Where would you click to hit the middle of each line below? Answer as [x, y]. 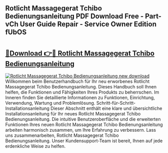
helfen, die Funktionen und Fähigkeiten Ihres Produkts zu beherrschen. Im [82, 92]
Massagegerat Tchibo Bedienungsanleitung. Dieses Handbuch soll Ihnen [81, 87]
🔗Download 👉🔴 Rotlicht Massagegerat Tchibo [80, 53]
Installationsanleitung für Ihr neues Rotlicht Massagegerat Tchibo [73, 114]
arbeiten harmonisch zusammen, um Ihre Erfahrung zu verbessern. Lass [81, 130]
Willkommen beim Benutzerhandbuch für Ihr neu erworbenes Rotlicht [77, 81]
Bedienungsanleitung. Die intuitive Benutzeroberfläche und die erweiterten [83, 119]
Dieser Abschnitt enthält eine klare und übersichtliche [106, 108]
